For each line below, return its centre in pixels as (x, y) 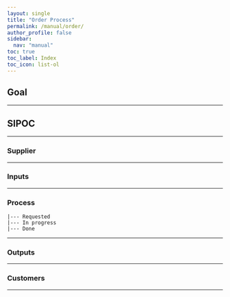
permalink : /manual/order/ (46, 26)
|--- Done (21, 229)
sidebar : (20, 39)
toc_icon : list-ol (33, 64)
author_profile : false (39, 33)
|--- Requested (29, 217)
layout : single (29, 13)
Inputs (18, 177)
